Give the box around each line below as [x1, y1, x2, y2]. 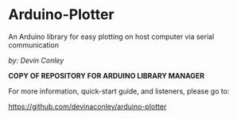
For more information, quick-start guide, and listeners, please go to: [8, 86, 230, 96]
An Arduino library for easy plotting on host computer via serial [8, 32, 215, 41]
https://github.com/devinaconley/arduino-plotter [8, 102, 167, 111]
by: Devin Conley [8, 56, 64, 65]
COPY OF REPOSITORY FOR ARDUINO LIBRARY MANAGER [8, 71, 205, 80]
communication [8, 40, 60, 49]
